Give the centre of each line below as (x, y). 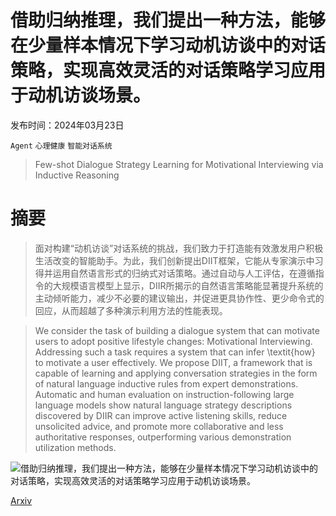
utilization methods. (75, 447)
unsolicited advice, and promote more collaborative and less (159, 426)
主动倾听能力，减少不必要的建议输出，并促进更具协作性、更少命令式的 (179, 298)
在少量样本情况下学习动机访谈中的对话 (168, 45)
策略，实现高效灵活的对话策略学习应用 (168, 70)
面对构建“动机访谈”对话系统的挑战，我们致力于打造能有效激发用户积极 (179, 248)
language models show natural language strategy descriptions (163, 405)
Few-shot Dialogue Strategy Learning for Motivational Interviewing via (179, 164)
